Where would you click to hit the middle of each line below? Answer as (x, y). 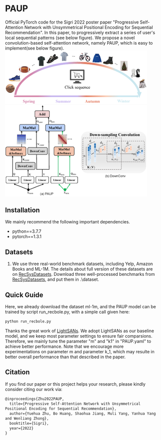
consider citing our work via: (34, 389)
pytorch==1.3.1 (27, 237)
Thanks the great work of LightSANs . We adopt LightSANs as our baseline (80, 331)
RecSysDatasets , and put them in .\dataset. (55, 279)
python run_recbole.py (28, 321)
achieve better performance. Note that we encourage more (64, 346)
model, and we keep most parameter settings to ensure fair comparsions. (79, 336)
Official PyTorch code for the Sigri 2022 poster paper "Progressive (72, 22)
